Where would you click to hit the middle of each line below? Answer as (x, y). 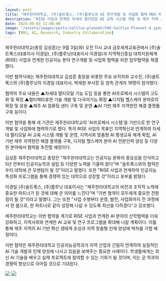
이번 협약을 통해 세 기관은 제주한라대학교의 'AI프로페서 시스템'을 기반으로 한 (78, 122)
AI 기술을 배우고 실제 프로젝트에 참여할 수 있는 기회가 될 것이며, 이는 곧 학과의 (84, 257)
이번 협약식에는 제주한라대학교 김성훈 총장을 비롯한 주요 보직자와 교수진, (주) (79, 77)
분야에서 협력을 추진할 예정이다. (41, 147)
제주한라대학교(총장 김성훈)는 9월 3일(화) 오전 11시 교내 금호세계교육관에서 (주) (81, 47)
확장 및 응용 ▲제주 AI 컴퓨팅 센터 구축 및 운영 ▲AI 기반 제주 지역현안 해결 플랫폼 (83, 106)
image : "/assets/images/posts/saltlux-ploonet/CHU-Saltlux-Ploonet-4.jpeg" (85, 28)
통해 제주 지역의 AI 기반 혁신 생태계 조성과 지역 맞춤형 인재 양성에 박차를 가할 (79, 228)
